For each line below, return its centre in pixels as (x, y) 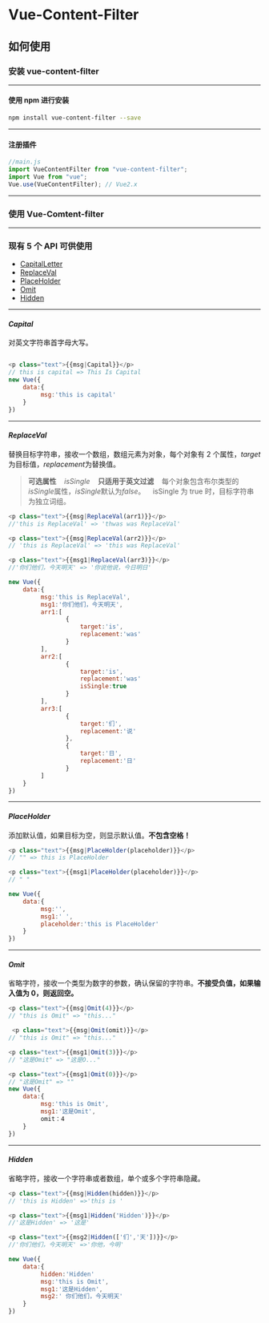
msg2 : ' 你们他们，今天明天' (82, 1297)
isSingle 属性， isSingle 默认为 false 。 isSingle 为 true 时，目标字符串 (141, 491)
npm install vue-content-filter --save (75, 118)
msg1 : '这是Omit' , (68, 1111)
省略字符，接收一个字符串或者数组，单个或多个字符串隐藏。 (106, 1178)
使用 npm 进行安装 (39, 100)
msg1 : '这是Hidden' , (72, 1289)
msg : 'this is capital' (78, 394)
